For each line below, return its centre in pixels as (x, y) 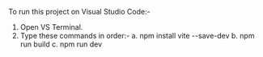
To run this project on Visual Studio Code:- (80, 12)
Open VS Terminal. (51, 27)
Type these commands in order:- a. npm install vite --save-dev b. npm (137, 36)
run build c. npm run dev (61, 44)
